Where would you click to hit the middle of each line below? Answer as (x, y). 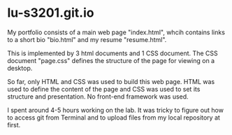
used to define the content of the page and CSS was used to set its (104, 89)
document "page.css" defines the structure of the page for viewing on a (111, 60)
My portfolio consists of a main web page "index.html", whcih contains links (116, 32)
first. (14, 125)
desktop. (20, 68)
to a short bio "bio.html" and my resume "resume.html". (87, 39)
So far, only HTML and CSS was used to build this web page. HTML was (111, 81)
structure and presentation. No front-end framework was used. (98, 97)
